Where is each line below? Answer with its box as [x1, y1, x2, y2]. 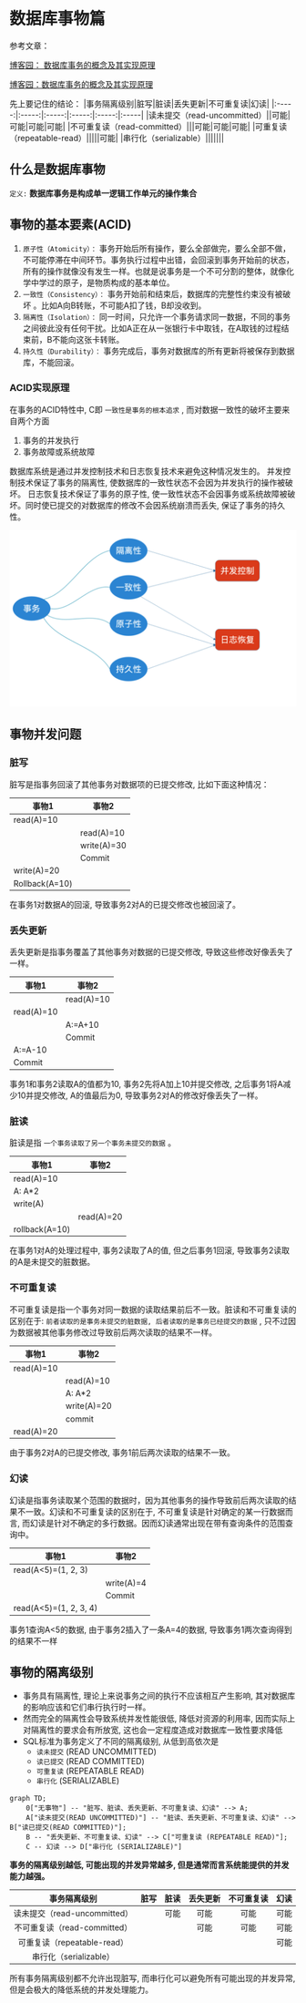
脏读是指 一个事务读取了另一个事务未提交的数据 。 [9, 1137, 176, 1148]
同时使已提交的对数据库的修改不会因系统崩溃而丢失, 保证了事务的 [25, 499, 270, 510]
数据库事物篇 [9, 8, 107, 29]
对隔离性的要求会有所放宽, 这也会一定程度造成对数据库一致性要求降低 [22, 1724, 283, 1736]
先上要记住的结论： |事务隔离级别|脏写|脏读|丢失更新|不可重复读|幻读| [9, 98, 270, 109]
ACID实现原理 [9, 382, 70, 395]
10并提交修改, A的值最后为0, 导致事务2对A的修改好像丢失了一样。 [16, 1090, 263, 1101]
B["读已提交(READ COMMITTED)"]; [9, 1823, 127, 1833]
